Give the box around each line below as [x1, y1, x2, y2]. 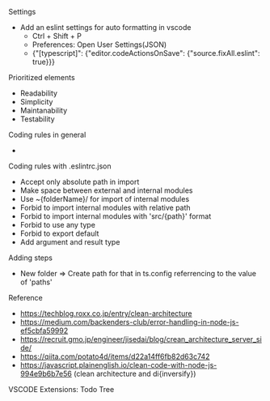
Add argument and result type [19, 237, 120, 246]
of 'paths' [19, 277, 53, 287]
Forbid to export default [19, 228, 99, 238]
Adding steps [8, 253, 53, 262]
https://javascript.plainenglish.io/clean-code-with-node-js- [19, 360, 217, 369]
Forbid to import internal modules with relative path [19, 203, 192, 212]
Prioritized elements [8, 73, 75, 82]
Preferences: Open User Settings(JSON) [32, 40, 167, 49]
